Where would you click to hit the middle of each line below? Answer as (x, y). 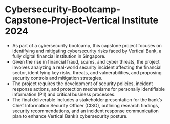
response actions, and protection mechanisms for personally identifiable (88, 89)
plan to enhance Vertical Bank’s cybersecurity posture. (70, 116)
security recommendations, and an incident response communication (86, 111)
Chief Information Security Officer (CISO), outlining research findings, (86, 105)
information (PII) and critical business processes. (64, 94)
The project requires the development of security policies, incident (82, 84)
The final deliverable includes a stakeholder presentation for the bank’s (87, 100)
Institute (140, 20)
